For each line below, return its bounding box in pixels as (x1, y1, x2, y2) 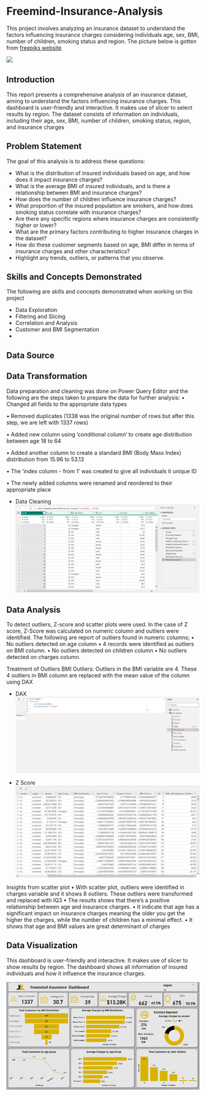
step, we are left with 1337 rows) (6, 419, 89, 426)
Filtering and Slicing (15, 313, 66, 320)
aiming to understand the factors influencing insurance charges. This (6, 97, 181, 105)
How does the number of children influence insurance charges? (15, 195, 177, 203)
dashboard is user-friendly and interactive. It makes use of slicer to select (6, 104, 193, 111)
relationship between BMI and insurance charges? (15, 189, 142, 196)
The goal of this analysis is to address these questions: (6, 158, 145, 165)
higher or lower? (15, 221, 57, 229)
